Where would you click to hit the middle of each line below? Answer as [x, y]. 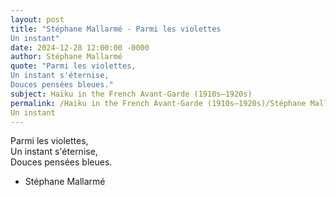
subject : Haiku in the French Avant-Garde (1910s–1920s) [131, 94]
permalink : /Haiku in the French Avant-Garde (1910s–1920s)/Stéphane [158, 103]
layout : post [37, 19]
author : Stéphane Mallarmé [66, 57]
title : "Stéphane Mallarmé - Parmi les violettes [116, 29]
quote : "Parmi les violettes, [73, 66]
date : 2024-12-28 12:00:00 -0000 [80, 47]
